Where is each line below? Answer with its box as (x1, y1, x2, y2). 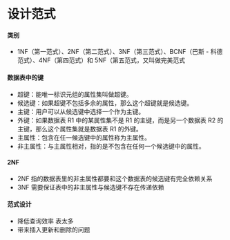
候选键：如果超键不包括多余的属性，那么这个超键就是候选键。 (17, 98, 193, 107)
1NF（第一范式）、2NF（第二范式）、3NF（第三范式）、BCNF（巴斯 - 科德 (17, 48, 223, 56)
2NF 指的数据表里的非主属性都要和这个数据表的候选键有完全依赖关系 (17, 174, 213, 183)
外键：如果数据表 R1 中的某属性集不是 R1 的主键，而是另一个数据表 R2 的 (17, 116, 224, 124)
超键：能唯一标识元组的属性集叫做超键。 (17, 90, 133, 98)
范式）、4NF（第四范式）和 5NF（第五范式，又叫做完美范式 (17, 56, 185, 64)
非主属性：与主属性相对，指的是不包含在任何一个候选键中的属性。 (17, 142, 205, 150)
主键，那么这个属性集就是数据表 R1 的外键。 (17, 124, 143, 133)
